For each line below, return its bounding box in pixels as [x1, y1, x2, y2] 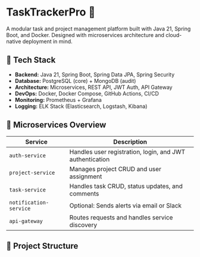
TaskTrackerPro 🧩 [6, 5, 96, 19]
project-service [9, 169, 55, 176]
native [6, 38, 21, 45]
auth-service [9, 152, 46, 159]
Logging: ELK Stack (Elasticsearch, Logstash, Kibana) [14, 103, 148, 110]
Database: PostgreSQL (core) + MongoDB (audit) [14, 77, 136, 84]
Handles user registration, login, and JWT [69, 147, 186, 156]
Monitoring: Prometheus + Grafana [14, 96, 102, 103]
